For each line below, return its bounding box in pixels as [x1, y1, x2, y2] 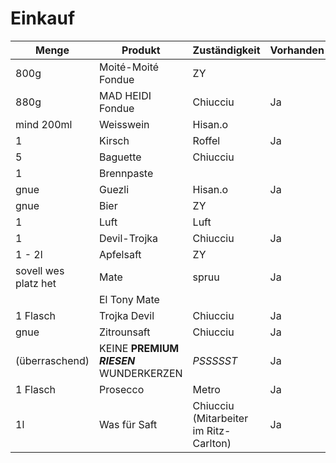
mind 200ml [15, 117, 73, 131]
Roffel [192, 133, 221, 147]
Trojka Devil [99, 308, 155, 322]
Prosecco [99, 382, 145, 396]
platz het [15, 276, 57, 290]
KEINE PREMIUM [99, 341, 180, 355]
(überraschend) [15, 353, 90, 367]
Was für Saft [99, 417, 158, 431]
